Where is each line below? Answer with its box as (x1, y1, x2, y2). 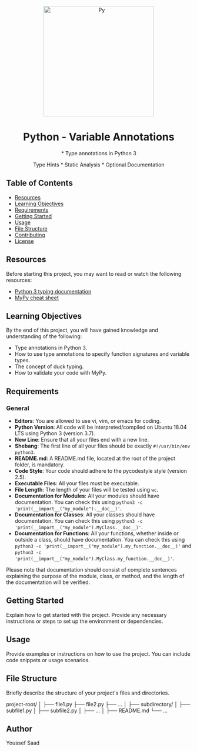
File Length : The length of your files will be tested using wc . (14, 486, 159, 493)
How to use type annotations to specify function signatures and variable (14, 351, 190, 358)
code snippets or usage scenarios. (6, 656, 90, 663)
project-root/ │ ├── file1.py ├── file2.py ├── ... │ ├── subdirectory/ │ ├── (6, 700, 191, 707)
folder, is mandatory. (14, 461, 65, 468)
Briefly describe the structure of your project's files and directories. (6, 689, 169, 696)
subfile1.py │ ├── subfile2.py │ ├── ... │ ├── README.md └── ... (6, 707, 168, 714)
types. (14, 357, 31, 364)
